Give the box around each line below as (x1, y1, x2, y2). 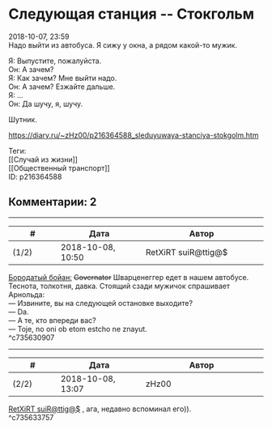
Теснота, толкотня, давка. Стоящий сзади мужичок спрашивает (8, 281, 231, 291)
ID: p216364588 (8, 172, 62, 181)
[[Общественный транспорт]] (8, 163, 111, 172)
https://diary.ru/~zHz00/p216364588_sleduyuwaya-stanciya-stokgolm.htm (8, 130, 259, 140)
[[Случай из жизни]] (8, 155, 79, 164)
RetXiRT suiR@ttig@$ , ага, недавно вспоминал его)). (8, 404, 192, 414)
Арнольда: (8, 289, 45, 299)
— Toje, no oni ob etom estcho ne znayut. (8, 324, 147, 333)
